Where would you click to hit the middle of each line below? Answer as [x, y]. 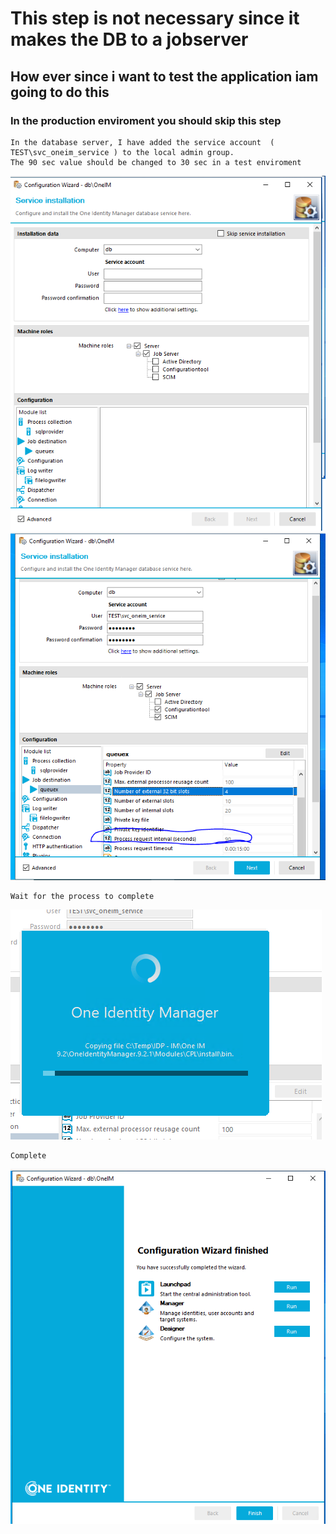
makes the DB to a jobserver [129, 39]
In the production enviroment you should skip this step [146, 120]
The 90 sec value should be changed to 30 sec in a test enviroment [156, 162]
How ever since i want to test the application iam [164, 76]
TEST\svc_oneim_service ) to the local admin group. [122, 152]
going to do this [60, 92]
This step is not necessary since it [155, 18]
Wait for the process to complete [82, 897]
